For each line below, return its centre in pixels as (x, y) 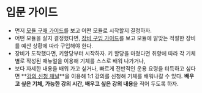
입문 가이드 (32, 12)
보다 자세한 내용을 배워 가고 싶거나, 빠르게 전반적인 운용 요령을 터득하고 (99, 68)
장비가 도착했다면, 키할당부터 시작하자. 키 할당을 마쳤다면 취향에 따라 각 (99, 53)
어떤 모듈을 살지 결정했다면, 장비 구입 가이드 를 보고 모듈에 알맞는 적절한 (99, 38)
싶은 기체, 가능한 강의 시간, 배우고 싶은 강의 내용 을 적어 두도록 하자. (99, 83)
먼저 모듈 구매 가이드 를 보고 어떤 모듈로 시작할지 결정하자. (83, 30)
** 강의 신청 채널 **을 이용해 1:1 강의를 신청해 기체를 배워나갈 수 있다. (102, 76)
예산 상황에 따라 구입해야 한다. (57, 46)
